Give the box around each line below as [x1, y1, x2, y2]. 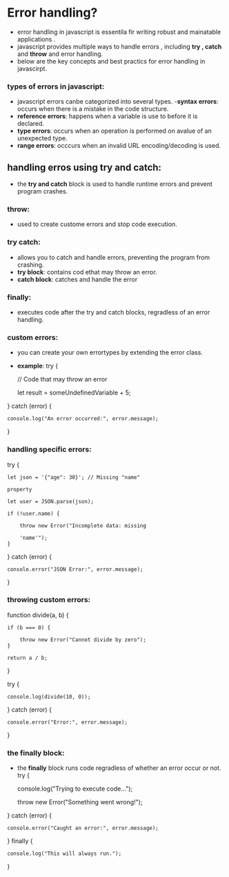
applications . [17, 35, 56, 43]
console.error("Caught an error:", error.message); [7, 824, 159, 832]
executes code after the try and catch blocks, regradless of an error [17, 308, 210, 316]
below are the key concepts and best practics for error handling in [17, 57, 206, 65]
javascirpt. [17, 64, 47, 73]
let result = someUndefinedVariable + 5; [17, 388, 131, 397]
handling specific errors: [7, 444, 92, 454]
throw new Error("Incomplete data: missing [19, 522, 147, 529]
